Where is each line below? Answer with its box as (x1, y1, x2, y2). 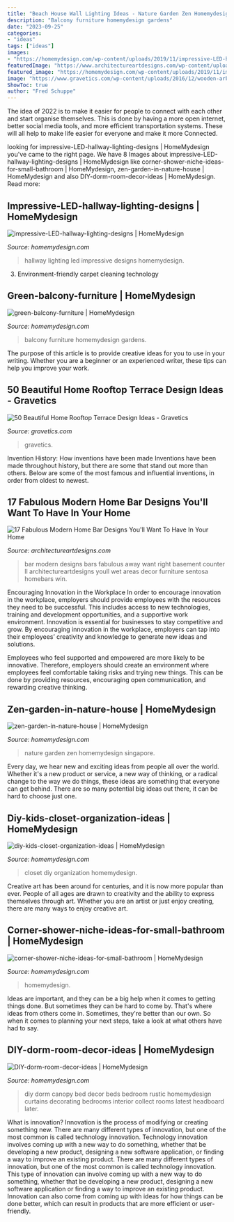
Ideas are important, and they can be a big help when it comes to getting (7, 994, 216, 1003)
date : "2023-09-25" (7, 23, 64, 30)
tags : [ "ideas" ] (7, 42, 54, 49)
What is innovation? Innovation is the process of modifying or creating (7, 1117, 208, 1126)
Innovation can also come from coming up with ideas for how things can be (7, 1192, 224, 1200)
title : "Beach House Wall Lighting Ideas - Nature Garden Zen (7, 10, 192, 17)
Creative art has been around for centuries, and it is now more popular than (7, 882, 224, 890)
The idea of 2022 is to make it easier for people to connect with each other (7, 107, 223, 116)
